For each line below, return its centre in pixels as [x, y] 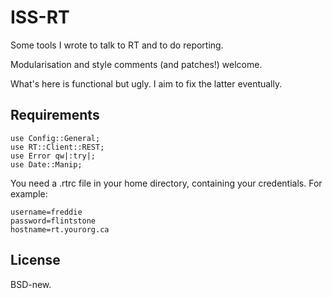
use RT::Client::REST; [57, 147]
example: [29, 193]
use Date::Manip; [46, 164]
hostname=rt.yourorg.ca [60, 229]
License [35, 260]
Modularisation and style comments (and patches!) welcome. [136, 64]
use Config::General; [55, 138]
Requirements [55, 115]
